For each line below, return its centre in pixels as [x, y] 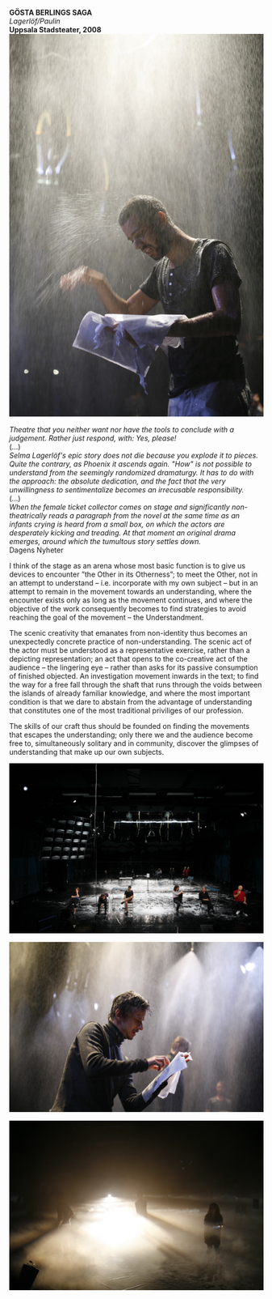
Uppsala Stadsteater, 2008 [55, 30]
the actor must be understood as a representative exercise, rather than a [130, 650]
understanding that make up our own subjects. [87, 752]
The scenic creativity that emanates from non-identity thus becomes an [128, 633]
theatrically [28, 516]
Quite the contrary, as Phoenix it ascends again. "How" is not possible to [131, 464]
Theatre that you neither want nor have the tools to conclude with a [122, 430]
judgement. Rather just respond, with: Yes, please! [93, 438]
